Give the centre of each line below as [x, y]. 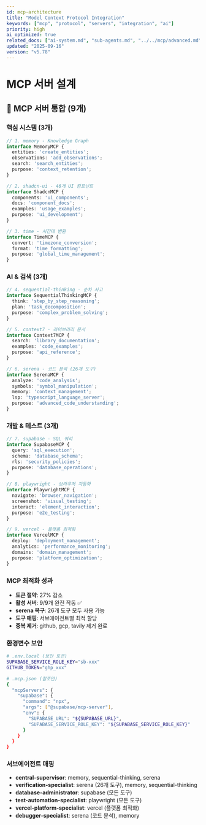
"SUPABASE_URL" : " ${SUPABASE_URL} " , [75, 718]
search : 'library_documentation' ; [56, 341]
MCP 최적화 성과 [30, 580]
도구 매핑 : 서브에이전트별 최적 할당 [56, 618]
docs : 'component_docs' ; [44, 203]
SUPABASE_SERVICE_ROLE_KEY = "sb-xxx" [53, 662]
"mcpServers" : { [32, 690]
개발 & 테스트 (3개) [32, 426]
